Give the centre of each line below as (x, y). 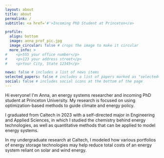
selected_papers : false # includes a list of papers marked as (71, 77)
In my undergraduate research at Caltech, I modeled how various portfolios (81, 140)
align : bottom (24, 36)
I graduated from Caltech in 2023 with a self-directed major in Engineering (80, 115)
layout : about (20, 9)
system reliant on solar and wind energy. (46, 150)
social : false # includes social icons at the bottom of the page (74, 81)
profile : (14, 32)
